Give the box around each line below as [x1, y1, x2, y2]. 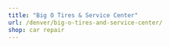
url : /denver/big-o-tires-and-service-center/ [8, 19, 163, 27]
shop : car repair [8, 26, 65, 34]
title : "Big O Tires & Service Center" [8, 11, 139, 19]
